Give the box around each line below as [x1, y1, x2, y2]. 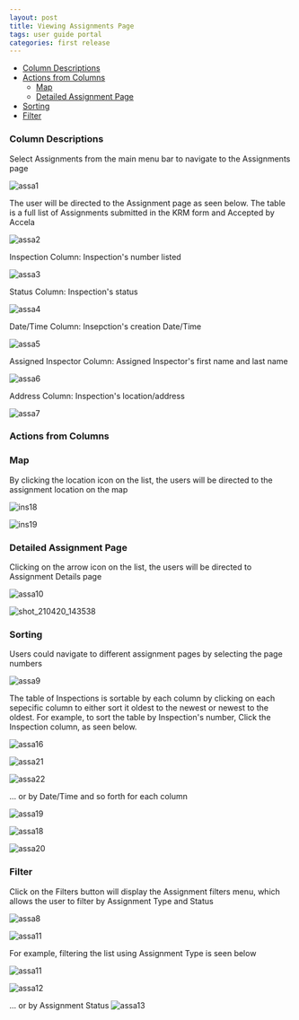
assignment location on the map [9, 484, 128, 494]
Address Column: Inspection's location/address [9, 390, 186, 401]
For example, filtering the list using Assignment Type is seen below [9, 947, 257, 958]
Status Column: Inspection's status [9, 286, 138, 297]
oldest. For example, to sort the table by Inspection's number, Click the [9, 712, 271, 723]
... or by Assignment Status [9, 999, 110, 1010]
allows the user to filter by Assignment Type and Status [9, 895, 214, 906]
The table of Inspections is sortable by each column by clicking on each [9, 693, 276, 704]
